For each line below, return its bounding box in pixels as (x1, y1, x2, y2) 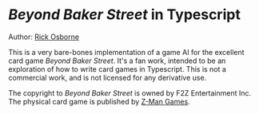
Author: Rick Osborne (8, 32, 80, 41)
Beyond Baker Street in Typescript (8, 6, 241, 24)
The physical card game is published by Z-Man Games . (8, 96, 190, 106)
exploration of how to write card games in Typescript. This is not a (8, 64, 226, 73)
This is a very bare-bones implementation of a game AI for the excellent (8, 47, 245, 57)
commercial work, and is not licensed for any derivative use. (8, 73, 207, 82)
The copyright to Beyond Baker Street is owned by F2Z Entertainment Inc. (8, 88, 252, 97)
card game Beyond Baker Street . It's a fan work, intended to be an (8, 56, 226, 65)
